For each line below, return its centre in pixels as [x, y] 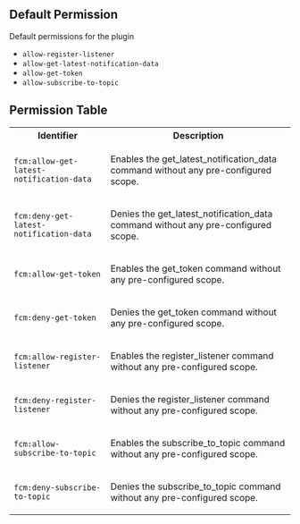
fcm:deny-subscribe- [57, 487]
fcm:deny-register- [55, 400]
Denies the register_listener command [190, 399]
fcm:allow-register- [57, 356]
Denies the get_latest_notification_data [192, 214]
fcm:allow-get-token [57, 274]
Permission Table [58, 110]
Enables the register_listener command [192, 355]
